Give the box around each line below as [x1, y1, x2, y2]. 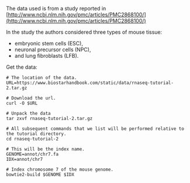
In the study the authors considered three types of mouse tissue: [6, 29, 163, 36]
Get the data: [6, 64, 38, 71]
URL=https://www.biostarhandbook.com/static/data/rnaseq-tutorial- [6, 80, 174, 86]
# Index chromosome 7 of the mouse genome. [6, 167, 114, 173]
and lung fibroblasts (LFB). [14, 52, 79, 59]
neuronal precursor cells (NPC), [14, 46, 91, 53]
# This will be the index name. [6, 146, 85, 152]
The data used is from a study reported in [6, 5, 106, 12]
